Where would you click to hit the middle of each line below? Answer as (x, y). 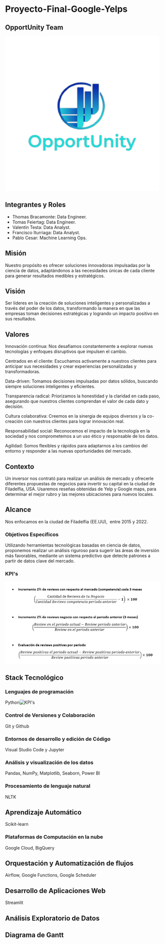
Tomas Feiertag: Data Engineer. (44, 222)
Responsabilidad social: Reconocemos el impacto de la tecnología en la (78, 431)
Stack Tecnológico (34, 678)
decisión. (14, 407)
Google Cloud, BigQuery (30, 848)
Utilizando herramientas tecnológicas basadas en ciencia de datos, (73, 545)
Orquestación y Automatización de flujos (69, 863)
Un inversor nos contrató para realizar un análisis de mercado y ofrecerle (79, 478)
